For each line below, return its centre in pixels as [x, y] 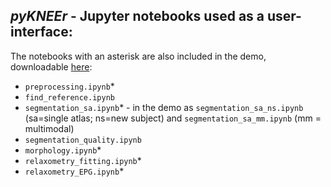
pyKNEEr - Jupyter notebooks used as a [137, 16]
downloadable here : [51, 66]
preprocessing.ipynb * [69, 86]
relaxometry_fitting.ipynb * [83, 160]
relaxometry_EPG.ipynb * [74, 171]
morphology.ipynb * [63, 150]
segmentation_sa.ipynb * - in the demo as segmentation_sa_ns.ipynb [164, 107]
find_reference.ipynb [69, 97]
